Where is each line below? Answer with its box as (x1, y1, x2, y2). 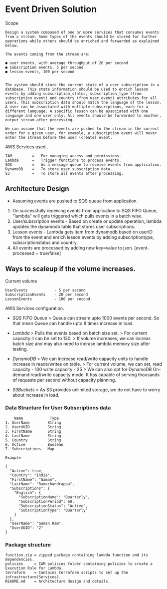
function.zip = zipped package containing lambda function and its (5, 552, 149, 558)
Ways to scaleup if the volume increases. (5, 264, 136, 273)
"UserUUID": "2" (9, 525, 43, 530)
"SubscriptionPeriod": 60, (18, 499, 75, 504)
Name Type (14, 416, 59, 421)
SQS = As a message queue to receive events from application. (5, 162, 162, 167)
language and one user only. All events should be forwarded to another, (5, 113, 162, 118)
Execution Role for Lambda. (5, 566, 64, 571)
